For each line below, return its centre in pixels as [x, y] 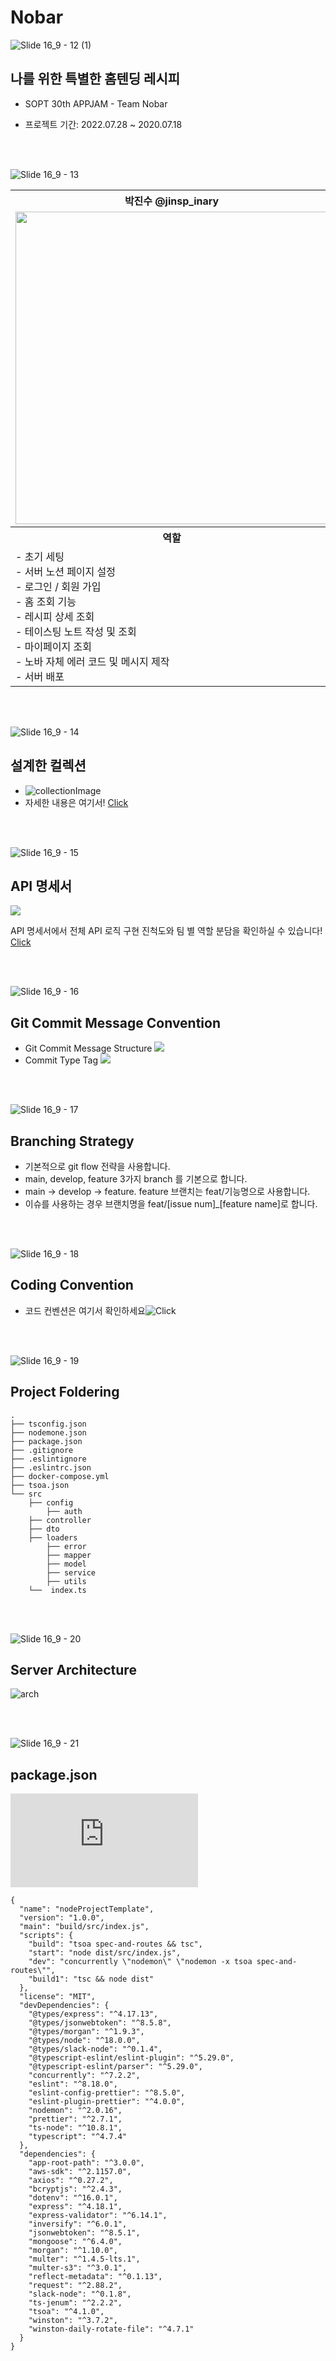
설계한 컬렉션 [48, 766]
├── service [71, 1572]
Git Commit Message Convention [116, 1022]
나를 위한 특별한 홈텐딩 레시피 [95, 79]
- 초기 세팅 [40, 556]
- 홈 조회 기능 [46, 601]
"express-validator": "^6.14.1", [98, 2216]
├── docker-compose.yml [60, 1476]
